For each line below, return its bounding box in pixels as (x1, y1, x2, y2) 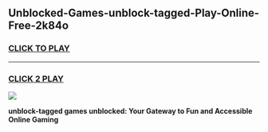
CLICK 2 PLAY (8, 73, 64, 84)
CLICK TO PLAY (8, 43, 70, 54)
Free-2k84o (8, 19, 69, 33)
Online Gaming (8, 114, 59, 124)
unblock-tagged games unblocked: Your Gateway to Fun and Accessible (8, 106, 253, 115)
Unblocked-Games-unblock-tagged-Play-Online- (8, 6, 260, 20)
